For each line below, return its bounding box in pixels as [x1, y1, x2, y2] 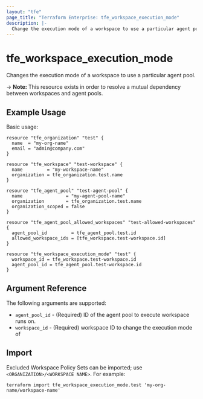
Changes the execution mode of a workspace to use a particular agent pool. [6, 72, 196, 79]
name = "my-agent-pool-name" [11, 193, 126, 199]
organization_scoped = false [11, 203, 85, 209]
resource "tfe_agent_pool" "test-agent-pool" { [6, 188, 129, 194]
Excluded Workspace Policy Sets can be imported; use [6, 363, 143, 371]
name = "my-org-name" [11, 140, 69, 146]
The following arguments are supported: [6, 299, 107, 307]
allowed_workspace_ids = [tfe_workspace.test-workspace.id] [11, 235, 166, 241]
